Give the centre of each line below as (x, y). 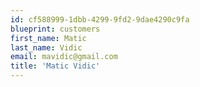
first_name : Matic (48, 38)
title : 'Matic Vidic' (55, 66)
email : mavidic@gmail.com (64, 57)
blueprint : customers (55, 29)
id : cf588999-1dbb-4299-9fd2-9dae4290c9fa (100, 19)
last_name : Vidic (46, 47)
